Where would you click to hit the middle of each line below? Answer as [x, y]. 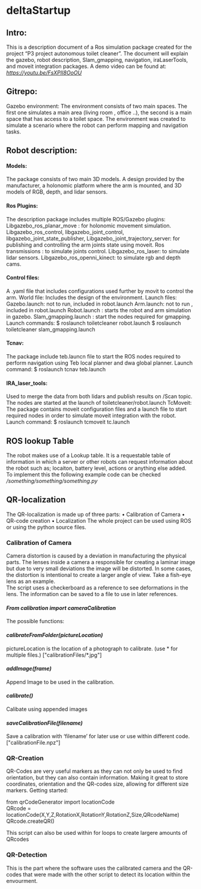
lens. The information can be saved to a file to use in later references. [92, 594]
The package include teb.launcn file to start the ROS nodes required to [94, 357]
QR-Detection [27, 855]
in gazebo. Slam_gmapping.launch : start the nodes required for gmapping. [99, 316]
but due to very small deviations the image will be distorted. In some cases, [99, 568]
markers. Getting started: [37, 790]
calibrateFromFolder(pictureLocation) [55, 635]
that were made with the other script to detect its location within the [106, 874]
